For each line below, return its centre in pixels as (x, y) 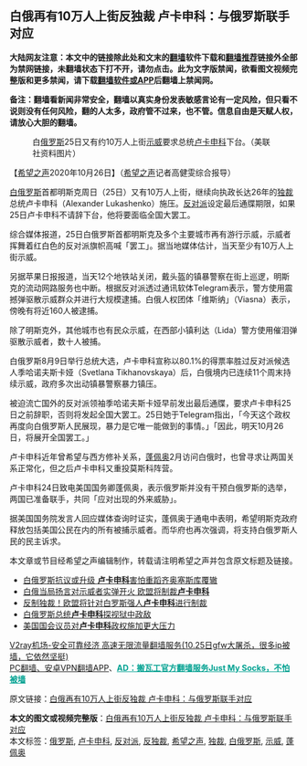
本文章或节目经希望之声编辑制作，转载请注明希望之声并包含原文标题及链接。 (153, 561)
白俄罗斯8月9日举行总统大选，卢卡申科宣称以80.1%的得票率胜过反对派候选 (150, 361)
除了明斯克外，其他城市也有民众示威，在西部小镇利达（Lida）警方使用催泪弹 (153, 330)
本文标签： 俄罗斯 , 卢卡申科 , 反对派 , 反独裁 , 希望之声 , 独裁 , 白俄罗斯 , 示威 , (147, 740)
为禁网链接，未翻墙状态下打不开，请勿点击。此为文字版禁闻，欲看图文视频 (149, 68)
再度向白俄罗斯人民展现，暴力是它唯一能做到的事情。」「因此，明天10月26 (147, 425)
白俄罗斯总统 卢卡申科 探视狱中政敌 (87, 614)
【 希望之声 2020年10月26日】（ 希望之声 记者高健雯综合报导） (122, 173)
